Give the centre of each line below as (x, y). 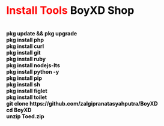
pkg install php (25, 40)
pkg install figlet (27, 91)
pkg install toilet (27, 97)
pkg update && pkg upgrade (42, 33)
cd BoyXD (19, 110)
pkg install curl (25, 46)
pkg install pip (24, 78)
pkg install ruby (26, 59)
